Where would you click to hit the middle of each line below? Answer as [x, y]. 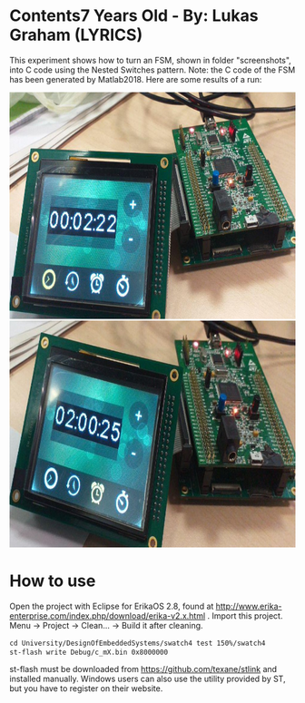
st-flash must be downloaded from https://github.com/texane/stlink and [143, 669]
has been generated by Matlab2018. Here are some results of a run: [136, 79]
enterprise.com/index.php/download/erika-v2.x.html [108, 615]
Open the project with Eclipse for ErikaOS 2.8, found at [112, 606]
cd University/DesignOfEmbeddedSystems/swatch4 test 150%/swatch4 [138, 643]
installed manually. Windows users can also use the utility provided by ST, [148, 679]
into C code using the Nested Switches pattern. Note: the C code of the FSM [152, 70]
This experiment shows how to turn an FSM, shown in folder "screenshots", [151, 60]
